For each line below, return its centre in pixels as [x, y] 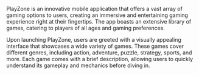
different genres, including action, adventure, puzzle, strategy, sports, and [99, 53]
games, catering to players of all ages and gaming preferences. [86, 28]
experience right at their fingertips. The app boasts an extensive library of [99, 21]
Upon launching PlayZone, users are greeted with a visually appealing [94, 40]
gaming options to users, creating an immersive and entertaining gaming [97, 15]
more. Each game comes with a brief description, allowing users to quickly [100, 59]
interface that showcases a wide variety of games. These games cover [95, 46]
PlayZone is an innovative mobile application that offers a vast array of [94, 9]
